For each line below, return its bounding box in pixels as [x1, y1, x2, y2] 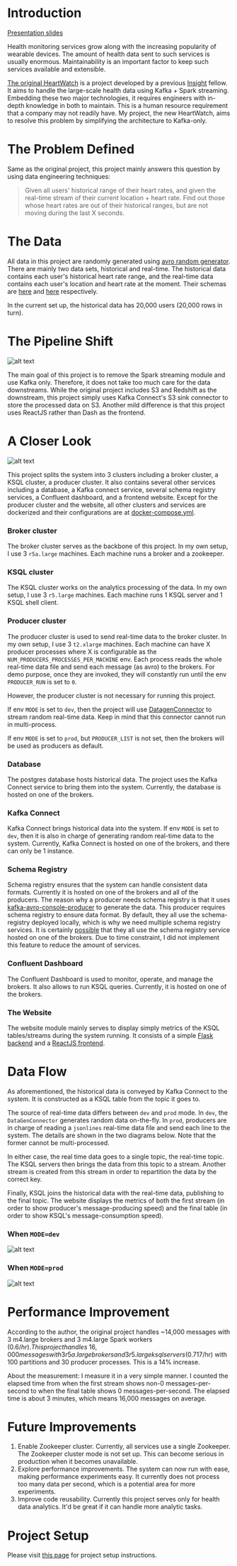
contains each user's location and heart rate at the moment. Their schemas [7, 279, 226, 288]
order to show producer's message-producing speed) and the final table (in [7, 1204, 228, 1212]
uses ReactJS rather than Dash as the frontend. [7, 408, 146, 417]
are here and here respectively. [7, 287, 98, 295]
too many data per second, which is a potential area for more [17, 1480, 196, 1489]
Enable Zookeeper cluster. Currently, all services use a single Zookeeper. [17, 1442, 231, 1451]
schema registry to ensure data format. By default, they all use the [7, 911, 200, 919]
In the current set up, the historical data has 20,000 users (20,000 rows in [7, 300, 223, 310]
